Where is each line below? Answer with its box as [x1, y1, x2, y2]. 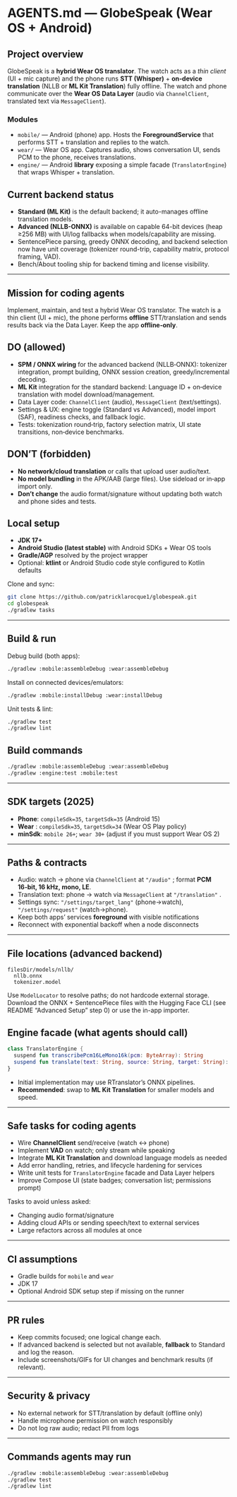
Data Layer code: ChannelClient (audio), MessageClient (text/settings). [17, 397, 221, 406]
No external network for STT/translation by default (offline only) [17, 1409, 203, 1417]
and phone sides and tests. [17, 497, 97, 505]
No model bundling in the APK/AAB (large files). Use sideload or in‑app [17, 474, 226, 483]
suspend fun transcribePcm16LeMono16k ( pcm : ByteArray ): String [13, 1052, 203, 1059]
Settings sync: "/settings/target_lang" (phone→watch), [17, 898, 184, 906]
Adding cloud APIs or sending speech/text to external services [17, 1219, 200, 1227]
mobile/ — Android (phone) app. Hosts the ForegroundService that [17, 131, 214, 139]
